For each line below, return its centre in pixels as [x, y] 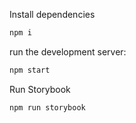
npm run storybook [47, 107]
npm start [30, 70]
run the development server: [68, 51]
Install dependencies [52, 14]
